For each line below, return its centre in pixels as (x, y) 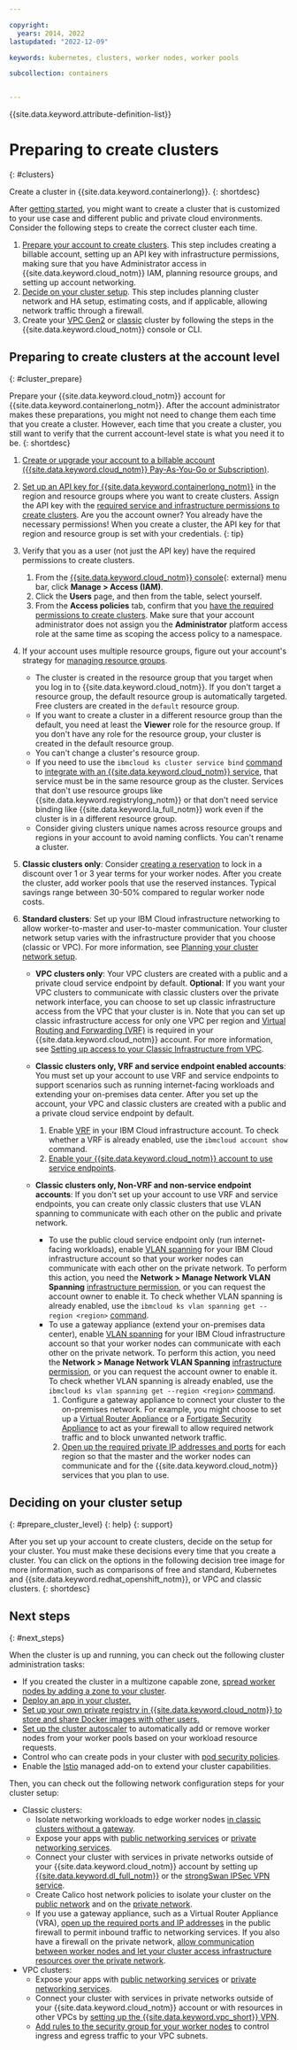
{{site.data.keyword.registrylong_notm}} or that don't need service (156, 800)
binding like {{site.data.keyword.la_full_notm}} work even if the (149, 809)
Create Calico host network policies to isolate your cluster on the (153, 1894)
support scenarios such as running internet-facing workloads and (155, 1085)
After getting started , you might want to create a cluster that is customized (145, 209)
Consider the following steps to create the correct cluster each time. (133, 228)
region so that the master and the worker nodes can (156, 1456)
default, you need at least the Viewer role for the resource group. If (158, 724)
